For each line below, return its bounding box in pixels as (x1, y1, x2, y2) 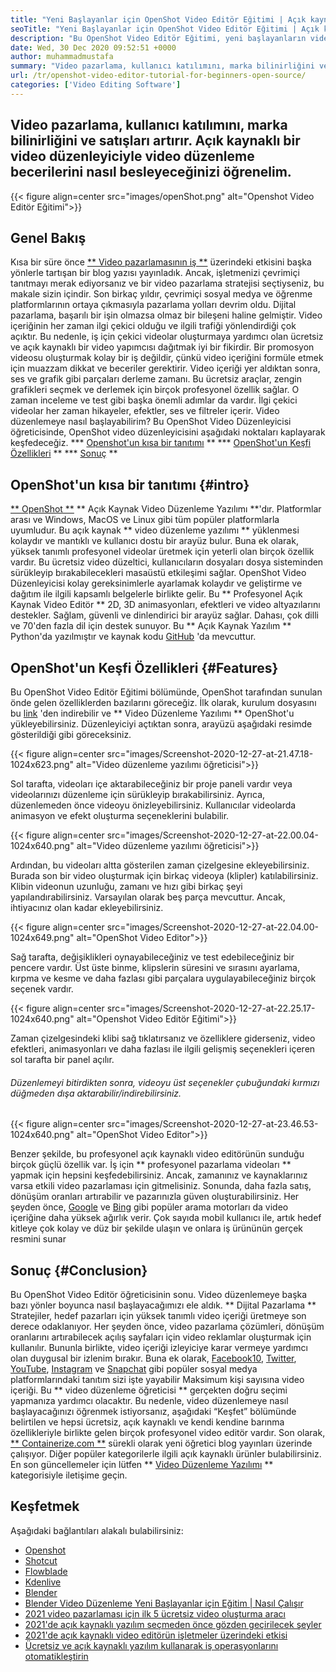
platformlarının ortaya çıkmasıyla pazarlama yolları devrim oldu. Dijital (10, 299, 297, 311)
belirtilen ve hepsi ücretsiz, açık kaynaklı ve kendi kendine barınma (10, 1416, 285, 1428)
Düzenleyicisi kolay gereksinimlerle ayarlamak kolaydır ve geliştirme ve (10, 577, 303, 590)
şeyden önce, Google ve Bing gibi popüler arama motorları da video (10, 1201, 289, 1213)
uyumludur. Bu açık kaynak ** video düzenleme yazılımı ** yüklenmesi (10, 524, 300, 536)
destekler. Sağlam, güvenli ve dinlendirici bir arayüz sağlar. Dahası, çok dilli (10, 609, 319, 621)
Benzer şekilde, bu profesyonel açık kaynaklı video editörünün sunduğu (10, 1148, 305, 1160)
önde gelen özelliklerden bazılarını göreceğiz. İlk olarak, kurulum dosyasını (10, 697, 317, 708)
